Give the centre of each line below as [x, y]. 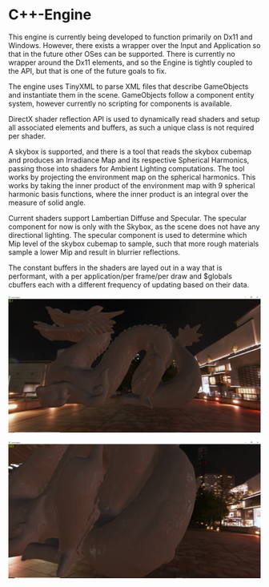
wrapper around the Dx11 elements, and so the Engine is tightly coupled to [130, 62]
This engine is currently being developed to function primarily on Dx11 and [130, 37]
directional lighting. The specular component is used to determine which [128, 235]
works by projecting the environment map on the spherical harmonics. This [132, 177]
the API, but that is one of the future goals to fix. [88, 70]
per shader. [27, 136]
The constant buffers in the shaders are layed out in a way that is [115, 267]
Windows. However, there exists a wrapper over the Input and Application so [134, 45]
